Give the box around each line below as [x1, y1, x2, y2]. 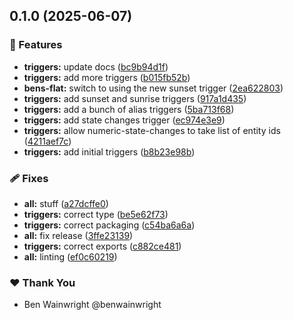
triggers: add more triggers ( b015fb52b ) [23, 71, 191, 83]
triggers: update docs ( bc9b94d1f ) [23, 60, 169, 73]
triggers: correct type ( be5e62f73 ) [23, 208, 169, 220]
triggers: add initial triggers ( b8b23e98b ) [23, 145, 196, 158]
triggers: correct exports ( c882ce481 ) [23, 240, 182, 252]
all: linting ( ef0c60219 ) [23, 250, 118, 263]
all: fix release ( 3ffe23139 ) [23, 229, 134, 241]
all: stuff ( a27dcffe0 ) [23, 197, 109, 209]
